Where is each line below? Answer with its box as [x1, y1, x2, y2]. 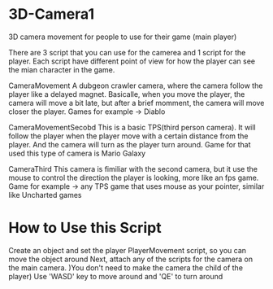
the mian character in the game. [8, 64, 115, 74]
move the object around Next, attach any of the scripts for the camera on [8, 254, 253, 264]
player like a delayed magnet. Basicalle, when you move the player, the [8, 89, 245, 99]
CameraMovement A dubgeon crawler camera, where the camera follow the [8, 81, 263, 90]
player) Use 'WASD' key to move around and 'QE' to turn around [8, 271, 223, 281]
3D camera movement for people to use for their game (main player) [8, 32, 237, 42]
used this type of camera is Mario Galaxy [8, 148, 146, 158]
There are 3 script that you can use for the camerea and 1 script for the [8, 47, 246, 57]
